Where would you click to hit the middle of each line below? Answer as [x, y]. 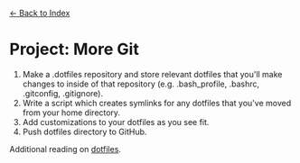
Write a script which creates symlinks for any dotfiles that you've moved [157, 103]
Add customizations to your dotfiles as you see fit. [116, 122]
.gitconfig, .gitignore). [63, 93]
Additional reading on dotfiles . [66, 149]
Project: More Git [75, 50]
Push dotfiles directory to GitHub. [84, 131]
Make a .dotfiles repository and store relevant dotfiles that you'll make [152, 74]
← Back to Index [40, 13]
